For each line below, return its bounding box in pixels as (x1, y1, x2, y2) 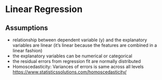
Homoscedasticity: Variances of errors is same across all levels (12, 64, 144, 69)
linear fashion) (12, 48, 43, 53)
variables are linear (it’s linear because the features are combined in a (12, 42, 157, 48)
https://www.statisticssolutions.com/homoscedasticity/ (12, 69, 127, 75)
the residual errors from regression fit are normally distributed (12, 58, 141, 64)
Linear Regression (5, 4, 83, 15)
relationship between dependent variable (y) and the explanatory (12, 37, 147, 43)
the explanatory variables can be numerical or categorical (12, 53, 132, 59)
